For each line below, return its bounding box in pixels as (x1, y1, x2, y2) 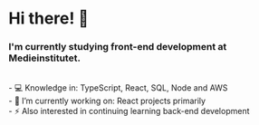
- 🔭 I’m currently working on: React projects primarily (8, 95, 206, 107)
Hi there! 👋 (8, 8, 90, 29)
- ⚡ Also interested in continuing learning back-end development (8, 106, 250, 117)
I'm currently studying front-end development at (8, 41, 227, 53)
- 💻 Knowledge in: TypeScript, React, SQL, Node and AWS (8, 82, 228, 93)
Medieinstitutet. (8, 52, 81, 64)
